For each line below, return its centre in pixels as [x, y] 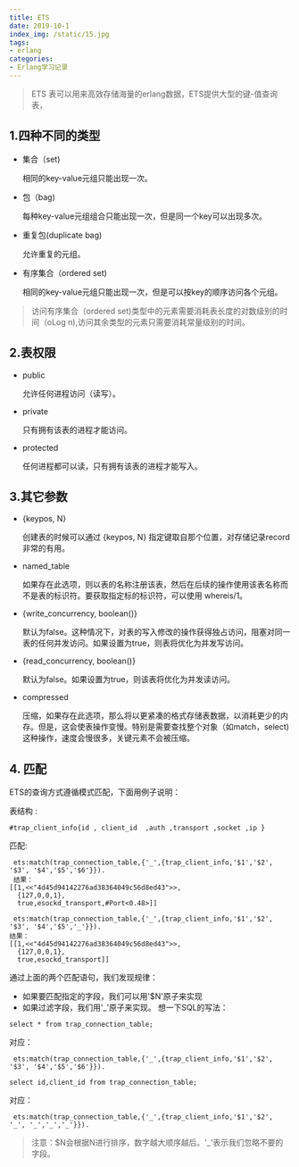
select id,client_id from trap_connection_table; [104, 1083]
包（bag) [39, 196]
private [35, 411]
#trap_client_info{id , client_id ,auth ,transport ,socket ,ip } [137, 828]
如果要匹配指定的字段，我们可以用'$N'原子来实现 [112, 996]
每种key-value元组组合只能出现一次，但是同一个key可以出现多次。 [145, 216]
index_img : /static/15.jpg [59, 34]
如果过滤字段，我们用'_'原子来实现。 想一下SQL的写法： [125, 1008]
